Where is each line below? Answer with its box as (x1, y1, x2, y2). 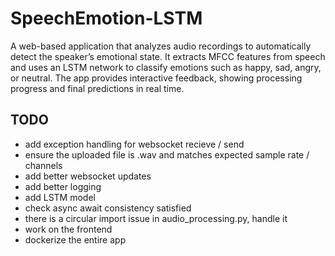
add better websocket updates (24, 170, 152, 182)
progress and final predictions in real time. (10, 82, 185, 94)
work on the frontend (24, 223, 113, 235)
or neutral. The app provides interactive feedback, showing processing (10, 72, 303, 84)
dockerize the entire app (24, 233, 127, 246)
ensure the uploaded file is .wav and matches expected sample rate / (24, 148, 310, 161)
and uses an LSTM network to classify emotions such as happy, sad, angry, (10, 61, 322, 73)
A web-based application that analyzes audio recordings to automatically (10, 40, 312, 52)
